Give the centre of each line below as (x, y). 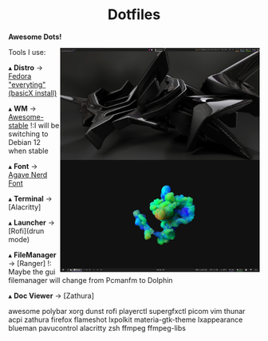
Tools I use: (27, 52)
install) (46, 92)
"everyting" (27, 84)
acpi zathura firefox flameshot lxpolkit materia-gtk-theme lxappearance (126, 319)
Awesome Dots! (35, 37)
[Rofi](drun (26, 231)
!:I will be (45, 125)
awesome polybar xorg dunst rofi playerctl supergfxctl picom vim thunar (127, 311)
